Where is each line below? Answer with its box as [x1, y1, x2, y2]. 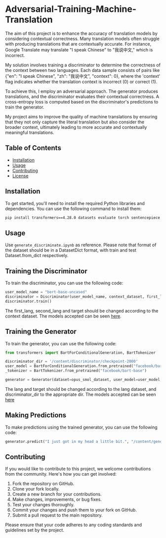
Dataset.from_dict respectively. [5, 253, 69, 259]
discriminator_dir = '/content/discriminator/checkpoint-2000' [5, 359, 138, 364]
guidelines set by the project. [5, 527, 64, 533]
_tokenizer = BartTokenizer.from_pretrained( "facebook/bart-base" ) [5, 368, 147, 374]
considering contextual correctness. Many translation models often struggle [5, 36, 160, 42]
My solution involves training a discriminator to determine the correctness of [5, 62, 161, 68]
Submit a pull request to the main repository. [12, 512, 103, 518]
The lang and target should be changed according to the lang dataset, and [5, 386, 157, 392]
